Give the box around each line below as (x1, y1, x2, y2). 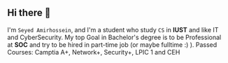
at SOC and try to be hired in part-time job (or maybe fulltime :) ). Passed (7, 40, 218, 49)
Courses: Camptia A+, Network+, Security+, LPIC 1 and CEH (7, 48, 180, 56)
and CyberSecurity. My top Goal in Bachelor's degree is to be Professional (7, 33, 222, 41)
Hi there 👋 (7, 7, 51, 19)
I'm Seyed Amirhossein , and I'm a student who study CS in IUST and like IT (7, 25, 219, 34)
